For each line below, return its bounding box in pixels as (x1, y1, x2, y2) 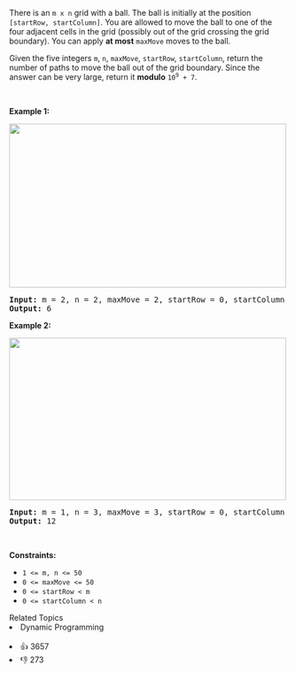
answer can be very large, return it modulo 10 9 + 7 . (9, 72, 198, 82)
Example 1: (9, 106, 50, 116)
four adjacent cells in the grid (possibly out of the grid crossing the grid (9, 27, 269, 36)
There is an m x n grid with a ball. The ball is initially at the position (9, 8, 252, 18)
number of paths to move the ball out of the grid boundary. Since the (9, 62, 260, 73)
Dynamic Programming (20, 622, 105, 632)
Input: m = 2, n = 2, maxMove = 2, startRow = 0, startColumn (9, 295, 285, 305)
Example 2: (9, 321, 51, 330)
